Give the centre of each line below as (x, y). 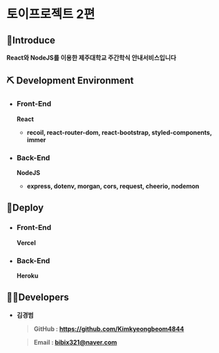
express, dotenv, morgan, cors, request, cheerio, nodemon (113, 186)
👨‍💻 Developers (38, 297)
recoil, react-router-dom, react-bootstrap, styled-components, (119, 132)
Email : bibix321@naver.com (75, 342)
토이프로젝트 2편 (51, 14)
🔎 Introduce (31, 40)
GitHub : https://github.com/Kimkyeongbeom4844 (109, 329)
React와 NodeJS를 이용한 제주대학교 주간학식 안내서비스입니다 (92, 57)
